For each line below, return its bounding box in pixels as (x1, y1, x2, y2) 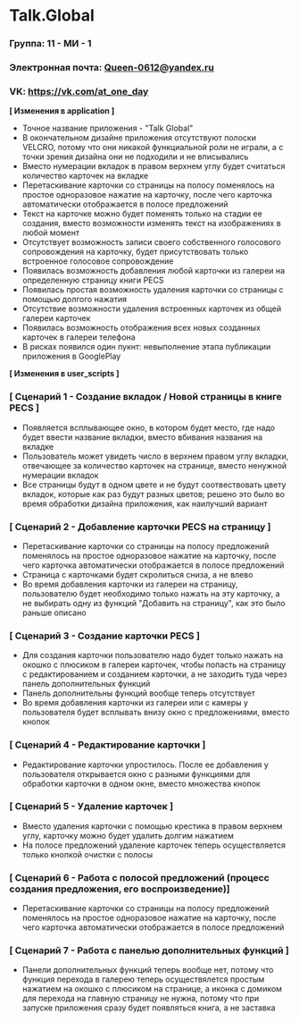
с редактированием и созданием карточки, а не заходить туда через (21, 669, 287, 680)
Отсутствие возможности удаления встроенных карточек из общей (21, 303, 282, 314)
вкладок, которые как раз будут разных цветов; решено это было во (21, 488, 286, 499)
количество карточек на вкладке (21, 171, 149, 182)
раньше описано (21, 607, 87, 618)
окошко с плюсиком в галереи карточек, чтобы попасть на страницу (21, 659, 287, 671)
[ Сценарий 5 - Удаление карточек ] (9, 800, 174, 813)
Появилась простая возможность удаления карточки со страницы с (21, 284, 284, 295)
